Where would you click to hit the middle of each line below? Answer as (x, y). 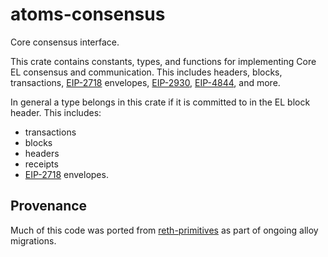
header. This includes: (56, 112)
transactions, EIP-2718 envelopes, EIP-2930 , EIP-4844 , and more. (145, 82)
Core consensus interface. (65, 42)
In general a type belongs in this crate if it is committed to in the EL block (160, 102)
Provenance (49, 206)
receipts (41, 164)
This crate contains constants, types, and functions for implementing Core (163, 61)
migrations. (33, 240)
